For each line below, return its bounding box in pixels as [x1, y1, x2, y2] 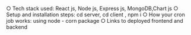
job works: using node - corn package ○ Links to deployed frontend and [6, 17, 184, 24]
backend [6, 23, 28, 30]
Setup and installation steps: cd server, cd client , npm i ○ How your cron [6, 11, 185, 18]
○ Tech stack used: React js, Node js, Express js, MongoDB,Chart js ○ [6, 5, 179, 12]
